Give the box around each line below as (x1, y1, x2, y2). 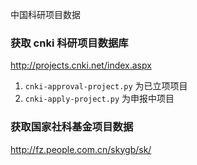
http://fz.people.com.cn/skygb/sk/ (10, 143, 152, 155)
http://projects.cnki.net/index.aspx (10, 59, 152, 72)
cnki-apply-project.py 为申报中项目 (24, 93, 175, 105)
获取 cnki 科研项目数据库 (10, 36, 129, 50)
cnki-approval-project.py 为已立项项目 (24, 80, 188, 92)
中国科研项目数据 (10, 9, 81, 20)
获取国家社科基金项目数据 (10, 120, 134, 134)
